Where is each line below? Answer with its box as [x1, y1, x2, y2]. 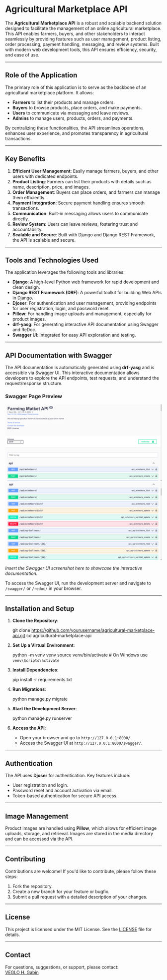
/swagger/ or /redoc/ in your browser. [5, 585, 82, 591]
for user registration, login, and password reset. [12, 306, 110, 312]
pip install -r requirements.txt [12, 677, 72, 683]
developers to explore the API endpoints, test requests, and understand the [5, 375, 159, 381]
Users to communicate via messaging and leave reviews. [12, 110, 130, 116]
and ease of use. [5, 51, 40, 58]
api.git [12, 633, 26, 639]
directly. [12, 216, 29, 222]
